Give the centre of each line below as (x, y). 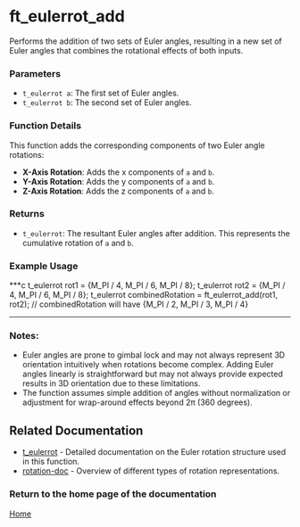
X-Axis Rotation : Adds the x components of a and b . (118, 172)
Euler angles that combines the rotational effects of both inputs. (126, 50)
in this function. (51, 462)
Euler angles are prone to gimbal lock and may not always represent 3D (154, 355)
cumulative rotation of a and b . (78, 243)
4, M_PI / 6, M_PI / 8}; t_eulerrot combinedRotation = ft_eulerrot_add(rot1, (144, 295)
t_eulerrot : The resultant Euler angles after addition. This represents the (156, 233)
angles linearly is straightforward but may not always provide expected (152, 374)
